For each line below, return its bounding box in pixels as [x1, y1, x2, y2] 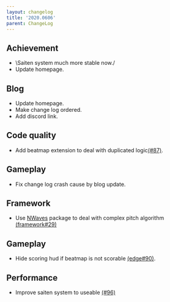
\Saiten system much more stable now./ [15, 59, 115, 67]
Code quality [6, 130, 56, 141]
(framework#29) [15, 221, 57, 228]
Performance [6, 273, 58, 283]
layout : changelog [6, 9, 53, 15]
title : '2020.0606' [6, 15, 56, 21]
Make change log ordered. [15, 106, 83, 113]
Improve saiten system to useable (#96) [15, 289, 116, 296]
